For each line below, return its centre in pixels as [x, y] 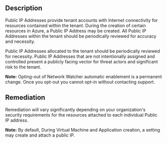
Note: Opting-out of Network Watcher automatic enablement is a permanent [83, 76]
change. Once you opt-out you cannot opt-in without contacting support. [80, 82]
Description [24, 8]
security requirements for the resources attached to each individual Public [82, 115]
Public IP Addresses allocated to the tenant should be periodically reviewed [83, 51]
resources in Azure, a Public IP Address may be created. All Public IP [76, 31]
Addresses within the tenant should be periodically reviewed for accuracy [81, 36]
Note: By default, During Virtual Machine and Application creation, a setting [83, 130]
